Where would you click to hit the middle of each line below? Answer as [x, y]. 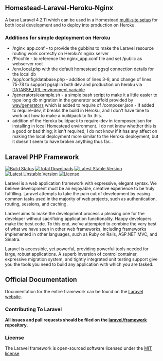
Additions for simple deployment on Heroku [58, 38]
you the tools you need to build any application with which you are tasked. [79, 264]
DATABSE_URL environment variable [48, 90]
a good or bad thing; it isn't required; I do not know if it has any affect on [84, 131]
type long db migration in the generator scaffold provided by [73, 100]
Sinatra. [13, 239]
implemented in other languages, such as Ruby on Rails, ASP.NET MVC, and [81, 234]
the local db [24, 74]
